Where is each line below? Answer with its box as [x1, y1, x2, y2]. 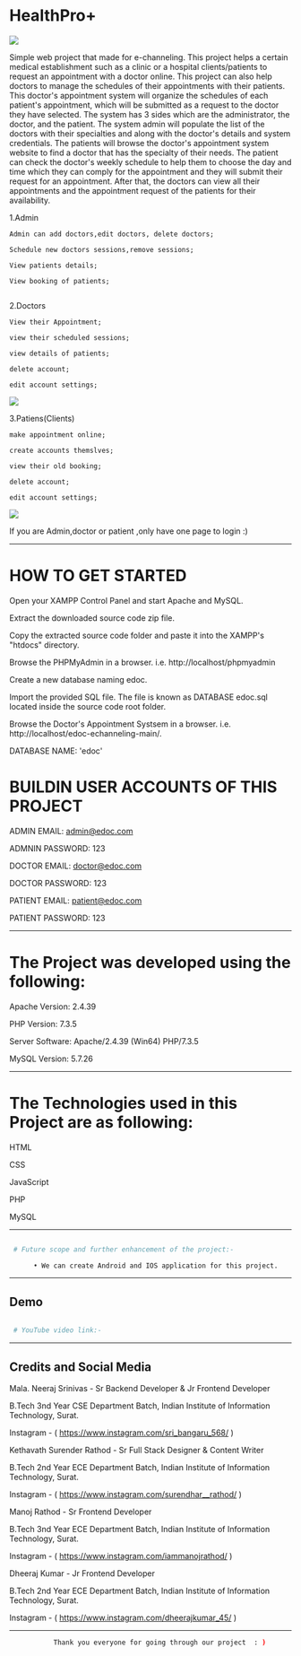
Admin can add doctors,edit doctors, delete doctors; [9, 230, 215, 239]
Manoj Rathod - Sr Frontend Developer [9, 1506, 152, 1517]
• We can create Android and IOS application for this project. [32, 1261, 279, 1270]
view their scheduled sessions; [9, 333, 130, 342]
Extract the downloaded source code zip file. [9, 612, 176, 623]
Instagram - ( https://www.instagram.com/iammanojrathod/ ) [9, 1550, 233, 1561]
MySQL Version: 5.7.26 [9, 1053, 94, 1064]
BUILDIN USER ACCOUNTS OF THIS [9, 777, 278, 797]
